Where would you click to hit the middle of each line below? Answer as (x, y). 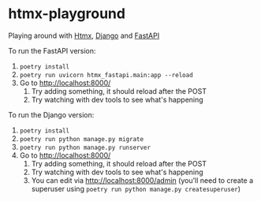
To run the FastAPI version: (52, 50)
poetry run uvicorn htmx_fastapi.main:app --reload (106, 75)
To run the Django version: (51, 114)
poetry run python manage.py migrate (82, 139)
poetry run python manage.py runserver (85, 147)
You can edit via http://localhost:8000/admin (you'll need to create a (142, 180)
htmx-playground (67, 14)
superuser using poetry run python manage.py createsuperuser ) (136, 188)
